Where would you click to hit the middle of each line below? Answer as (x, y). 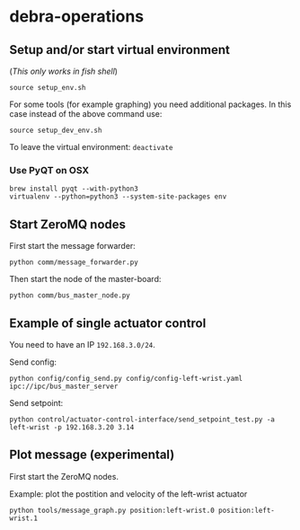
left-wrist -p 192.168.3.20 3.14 (72, 427)
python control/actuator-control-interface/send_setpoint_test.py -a (142, 420)
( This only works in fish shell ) (64, 71)
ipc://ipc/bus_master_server (64, 386)
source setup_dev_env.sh (56, 130)
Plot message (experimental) (92, 455)
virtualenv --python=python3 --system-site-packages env (118, 197)
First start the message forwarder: (73, 246)
